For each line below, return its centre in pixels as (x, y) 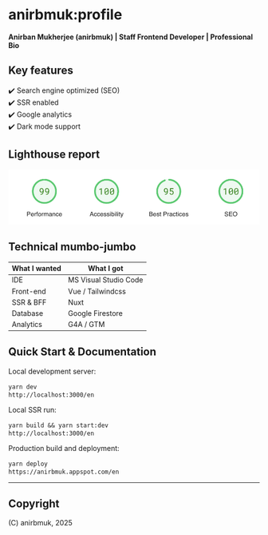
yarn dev (23, 387)
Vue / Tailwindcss (97, 291)
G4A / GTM (86, 325)
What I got (105, 269)
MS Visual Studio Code (105, 280)
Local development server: (52, 371)
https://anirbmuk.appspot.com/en (64, 472)
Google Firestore (95, 313)
